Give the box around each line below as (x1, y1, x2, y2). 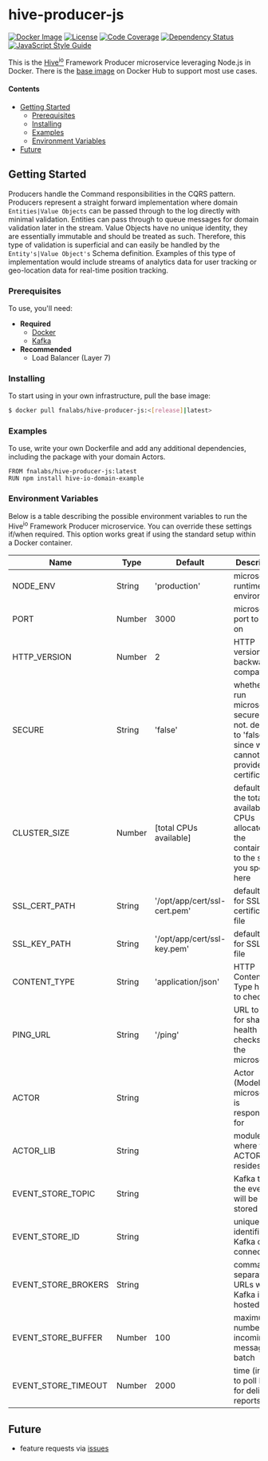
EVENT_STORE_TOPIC (12, 1188, 96, 1200)
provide (233, 760, 262, 771)
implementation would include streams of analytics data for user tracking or (8, 257, 257, 266)
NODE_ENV (12, 581, 56, 592)
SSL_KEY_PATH (12, 938, 72, 949)
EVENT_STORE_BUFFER (12, 1332, 103, 1343)
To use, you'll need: (8, 303, 73, 313)
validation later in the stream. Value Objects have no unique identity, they (8, 222, 248, 233)
